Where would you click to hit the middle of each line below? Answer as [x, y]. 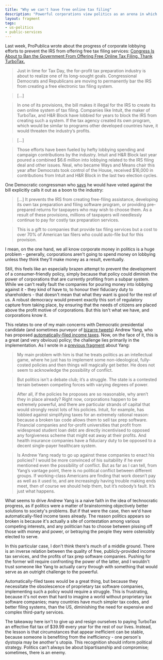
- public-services [24, 32]
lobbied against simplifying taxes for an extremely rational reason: [83, 415]
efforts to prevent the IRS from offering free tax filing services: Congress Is [80, 51]
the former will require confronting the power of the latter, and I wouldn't [77, 561]
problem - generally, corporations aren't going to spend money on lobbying [80, 254]
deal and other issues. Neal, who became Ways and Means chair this [86, 165]
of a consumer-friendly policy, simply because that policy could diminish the [81, 274]
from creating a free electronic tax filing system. [65, 86]
